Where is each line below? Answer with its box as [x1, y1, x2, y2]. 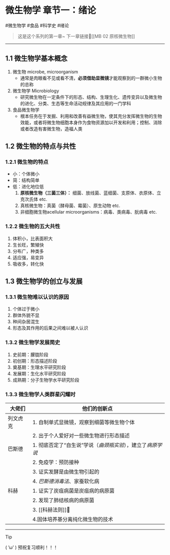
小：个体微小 [12, 171, 39, 177]
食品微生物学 [12, 107, 39, 113]
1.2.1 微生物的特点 [5, 158, 49, 165]
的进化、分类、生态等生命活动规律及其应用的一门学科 [20, 100, 132, 107]
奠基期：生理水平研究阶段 [12, 364, 66, 370]
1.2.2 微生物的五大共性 [5, 223, 61, 230]
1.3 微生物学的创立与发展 [5, 277, 83, 286]
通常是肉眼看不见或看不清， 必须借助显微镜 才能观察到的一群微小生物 [20, 75, 162, 81]
